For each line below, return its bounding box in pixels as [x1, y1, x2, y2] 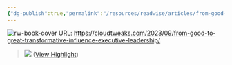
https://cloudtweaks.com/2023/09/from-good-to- [73, 29, 216, 37]
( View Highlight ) [32, 50, 79, 58]
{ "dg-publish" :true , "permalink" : [7, 10, 104, 17]
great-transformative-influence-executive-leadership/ [7, 36, 161, 44]
